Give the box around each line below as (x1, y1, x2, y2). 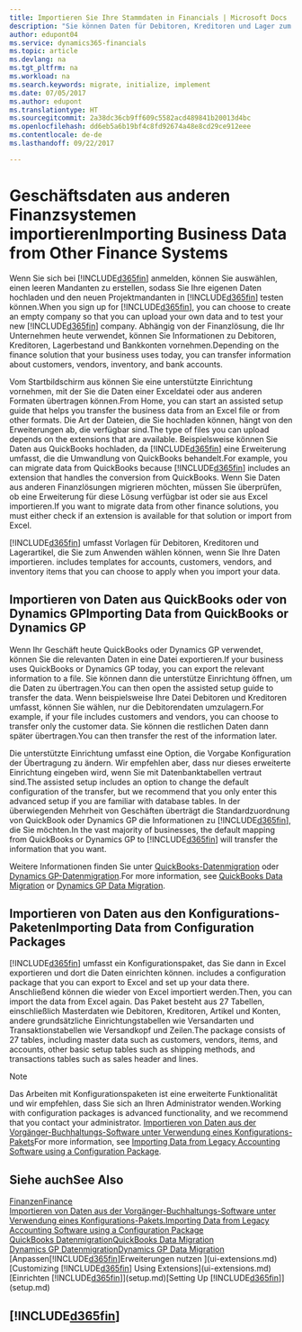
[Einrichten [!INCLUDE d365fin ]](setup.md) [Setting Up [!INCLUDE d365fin (9, 1273, 280, 1283)
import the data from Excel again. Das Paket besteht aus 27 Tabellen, (9, 996, 265, 1007)
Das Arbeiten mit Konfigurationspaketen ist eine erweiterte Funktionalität (9, 1089, 279, 1100)
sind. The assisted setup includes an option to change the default (9, 776, 249, 787)
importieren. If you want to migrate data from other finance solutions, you (9, 501, 279, 512)
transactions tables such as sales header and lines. (9, 1054, 200, 1065)
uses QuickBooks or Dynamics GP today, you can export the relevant (9, 663, 265, 674)
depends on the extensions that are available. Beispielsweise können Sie (9, 433, 279, 444)
